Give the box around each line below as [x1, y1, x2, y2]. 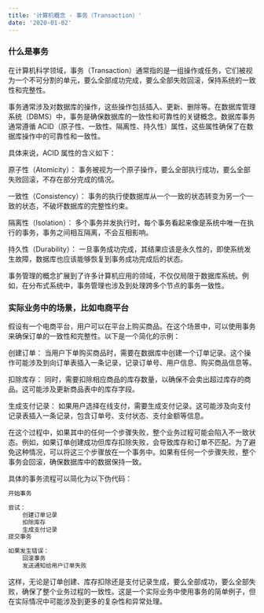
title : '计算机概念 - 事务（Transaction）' [8, 11, 142, 20]
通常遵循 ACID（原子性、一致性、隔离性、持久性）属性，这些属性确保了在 [8, 121, 247, 130]
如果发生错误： [8, 547, 49, 555]
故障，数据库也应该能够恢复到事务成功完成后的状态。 [14, 254, 187, 263]
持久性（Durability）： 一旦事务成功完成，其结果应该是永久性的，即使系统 [8, 244, 244, 254]
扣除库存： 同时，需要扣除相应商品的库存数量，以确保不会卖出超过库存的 [8, 375, 244, 384]
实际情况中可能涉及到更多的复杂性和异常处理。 [14, 596, 167, 606]
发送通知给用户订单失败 [22, 562, 87, 570]
